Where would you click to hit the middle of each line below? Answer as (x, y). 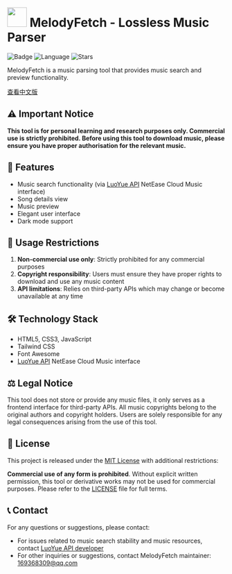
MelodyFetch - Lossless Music (119, 23)
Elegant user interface (49, 213)
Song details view (42, 199)
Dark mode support (45, 221)
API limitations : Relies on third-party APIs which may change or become (121, 289)
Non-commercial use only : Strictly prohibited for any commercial (111, 260)
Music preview (38, 206)
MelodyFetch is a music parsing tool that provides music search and (105, 70)
